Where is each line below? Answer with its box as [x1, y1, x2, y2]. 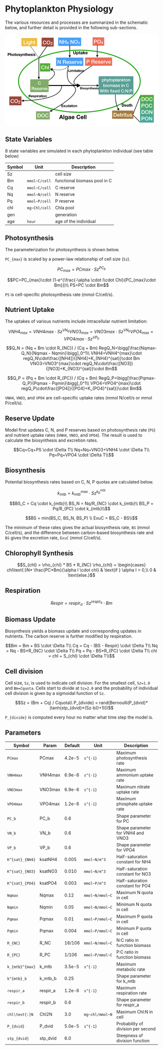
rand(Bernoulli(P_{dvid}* [99, 700, 148, 706]
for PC [116, 818, 130, 824]
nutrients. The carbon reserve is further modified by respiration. [5, 633, 133, 639]
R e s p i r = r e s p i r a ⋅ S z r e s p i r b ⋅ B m [50, 599, 113, 607]
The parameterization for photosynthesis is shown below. [5, 247, 120, 253]
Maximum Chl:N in [116, 1009, 153, 1015]
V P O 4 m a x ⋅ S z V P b [64, 335, 99, 342]
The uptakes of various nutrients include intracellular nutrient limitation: [5, 318, 148, 324]
